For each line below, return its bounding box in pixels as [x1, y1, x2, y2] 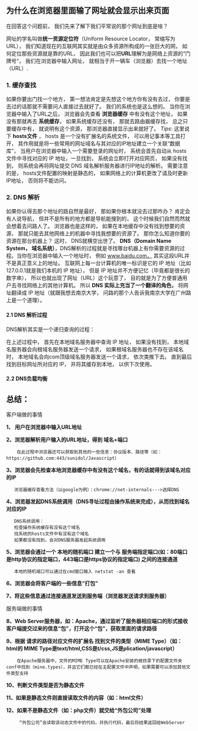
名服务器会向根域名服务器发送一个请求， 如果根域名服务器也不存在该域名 [6, 345, 184, 352]
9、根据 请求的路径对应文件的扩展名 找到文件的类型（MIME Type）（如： [6, 637, 183, 645]
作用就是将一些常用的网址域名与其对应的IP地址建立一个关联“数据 [22, 140, 180, 147]
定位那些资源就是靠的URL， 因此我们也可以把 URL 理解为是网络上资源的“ [11, 50, 186, 57]
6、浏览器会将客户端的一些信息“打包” [6, 580, 99, 587]
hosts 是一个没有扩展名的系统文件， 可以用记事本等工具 [45, 133, 181, 140]
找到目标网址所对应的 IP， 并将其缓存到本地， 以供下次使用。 [6, 360, 155, 367]
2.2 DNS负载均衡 [6, 375, 48, 382]
